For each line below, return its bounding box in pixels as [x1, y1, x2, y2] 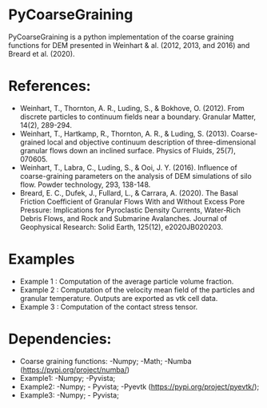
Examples [8, 250, 75, 268]
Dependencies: [8, 330, 112, 348]
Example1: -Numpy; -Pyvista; [19, 373, 116, 382]
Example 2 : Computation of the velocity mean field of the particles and [19, 285, 255, 295]
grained [19, 137, 46, 147]
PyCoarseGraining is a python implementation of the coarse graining [8, 32, 234, 42]
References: [8, 77, 91, 95]
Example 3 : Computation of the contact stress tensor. [19, 302, 198, 311]
